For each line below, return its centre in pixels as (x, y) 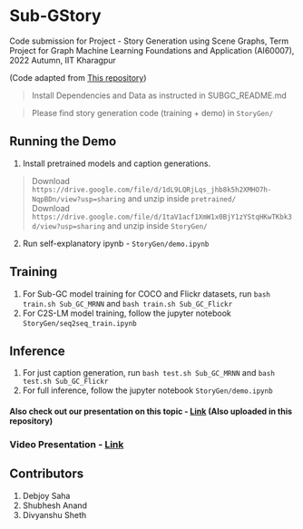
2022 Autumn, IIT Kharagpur (63, 60)
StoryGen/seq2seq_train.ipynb (80, 323)
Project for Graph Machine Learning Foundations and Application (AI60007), (152, 50)
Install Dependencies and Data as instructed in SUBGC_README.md (159, 95)
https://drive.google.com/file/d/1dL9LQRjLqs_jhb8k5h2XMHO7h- (151, 190)
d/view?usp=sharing (68, 226)
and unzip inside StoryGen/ (157, 225)
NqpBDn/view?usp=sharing (78, 199)
